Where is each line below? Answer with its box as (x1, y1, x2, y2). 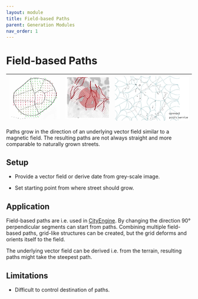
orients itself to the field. (6, 236, 65, 243)
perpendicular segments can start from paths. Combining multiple (6, 224, 166, 231)
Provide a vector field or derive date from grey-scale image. (14, 173, 160, 180)
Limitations (6, 271, 48, 281)
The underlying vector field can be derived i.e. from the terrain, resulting (6, 247, 182, 254)
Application (6, 201, 50, 211)
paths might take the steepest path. (6, 254, 93, 261)
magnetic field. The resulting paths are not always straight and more (6, 134, 172, 141)
